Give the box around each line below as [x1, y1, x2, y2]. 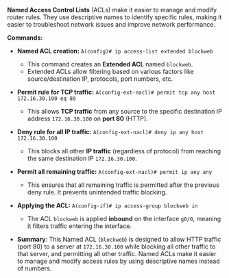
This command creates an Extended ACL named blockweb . [27, 60, 193, 68]
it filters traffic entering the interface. [27, 222, 132, 230]
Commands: [7, 34, 43, 42]
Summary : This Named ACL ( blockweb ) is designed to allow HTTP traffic [16, 236, 221, 243]
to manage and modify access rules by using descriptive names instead [16, 257, 221, 265]
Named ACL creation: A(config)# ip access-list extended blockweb [16, 47, 214, 55]
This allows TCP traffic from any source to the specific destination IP [27, 108, 223, 115]
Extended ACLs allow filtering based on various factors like [27, 68, 194, 75]
